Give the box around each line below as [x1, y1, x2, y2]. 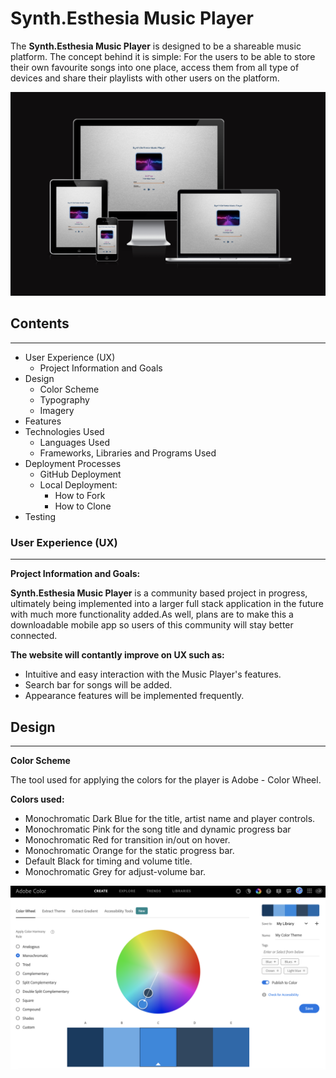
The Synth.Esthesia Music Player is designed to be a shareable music [10, 40, 302, 52]
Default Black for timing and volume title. [24, 855, 193, 867]
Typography [39, 393, 90, 406]
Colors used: [10, 793, 65, 805]
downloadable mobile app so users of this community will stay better [10, 619, 294, 631]
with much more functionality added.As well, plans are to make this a [10, 608, 294, 621]
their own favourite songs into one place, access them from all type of [10, 61, 300, 73]
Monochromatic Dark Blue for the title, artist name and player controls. [24, 813, 316, 824]
